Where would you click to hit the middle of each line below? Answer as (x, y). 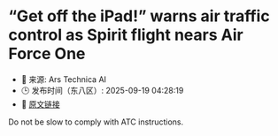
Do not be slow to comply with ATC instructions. (96, 122)
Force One (47, 54)
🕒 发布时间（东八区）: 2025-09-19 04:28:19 (102, 90)
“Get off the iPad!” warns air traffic (139, 16)
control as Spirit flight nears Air (126, 35)
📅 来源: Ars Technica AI (64, 79)
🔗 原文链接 (40, 104)
